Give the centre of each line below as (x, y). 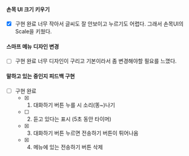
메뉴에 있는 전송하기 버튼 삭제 (68, 147)
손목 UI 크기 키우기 (28, 9)
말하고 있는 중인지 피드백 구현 (41, 76)
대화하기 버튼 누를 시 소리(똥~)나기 (74, 105)
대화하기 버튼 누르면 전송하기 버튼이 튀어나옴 (86, 133)
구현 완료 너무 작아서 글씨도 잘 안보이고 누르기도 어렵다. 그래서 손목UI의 (99, 24)
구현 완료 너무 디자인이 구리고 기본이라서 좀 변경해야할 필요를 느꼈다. (96, 61)
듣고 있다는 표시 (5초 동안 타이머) (72, 119)
